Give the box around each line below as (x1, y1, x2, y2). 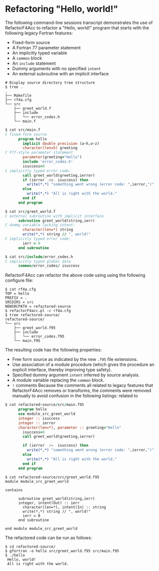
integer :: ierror (18, 420, 56, 426)
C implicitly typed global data (5, 259, 71, 264)
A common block (12, 55, 43, 61)
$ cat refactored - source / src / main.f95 (5, 403, 84, 407)
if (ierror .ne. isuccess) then (23, 177, 89, 182)
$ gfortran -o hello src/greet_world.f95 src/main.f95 (5, 548, 119, 553)
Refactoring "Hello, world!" (5, 3, 118, 15)
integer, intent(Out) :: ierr (18, 500, 80, 505)
